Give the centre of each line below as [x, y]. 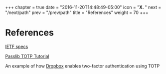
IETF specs [17, 46]
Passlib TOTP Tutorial [27, 56]
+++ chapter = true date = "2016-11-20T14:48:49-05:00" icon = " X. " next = [83, 7]
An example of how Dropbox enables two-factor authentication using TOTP [83, 66]
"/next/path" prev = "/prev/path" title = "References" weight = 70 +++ [77, 12]
